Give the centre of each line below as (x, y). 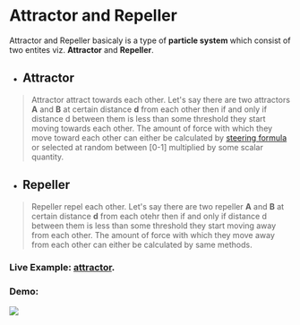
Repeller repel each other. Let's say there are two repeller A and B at (158, 206)
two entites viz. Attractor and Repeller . (81, 49)
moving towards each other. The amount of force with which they (152, 128)
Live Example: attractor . (62, 268)
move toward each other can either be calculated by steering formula (159, 137)
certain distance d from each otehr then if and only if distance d (149, 216)
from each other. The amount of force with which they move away (153, 235)
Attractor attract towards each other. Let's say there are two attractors (161, 99)
